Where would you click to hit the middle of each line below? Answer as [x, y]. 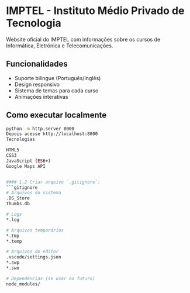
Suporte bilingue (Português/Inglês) [58, 78]
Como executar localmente [56, 115]
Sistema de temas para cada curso [56, 90]
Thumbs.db [18, 204]
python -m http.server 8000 [40, 129]
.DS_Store [18, 198]
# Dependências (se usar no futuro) [51, 278]
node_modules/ [23, 284]
